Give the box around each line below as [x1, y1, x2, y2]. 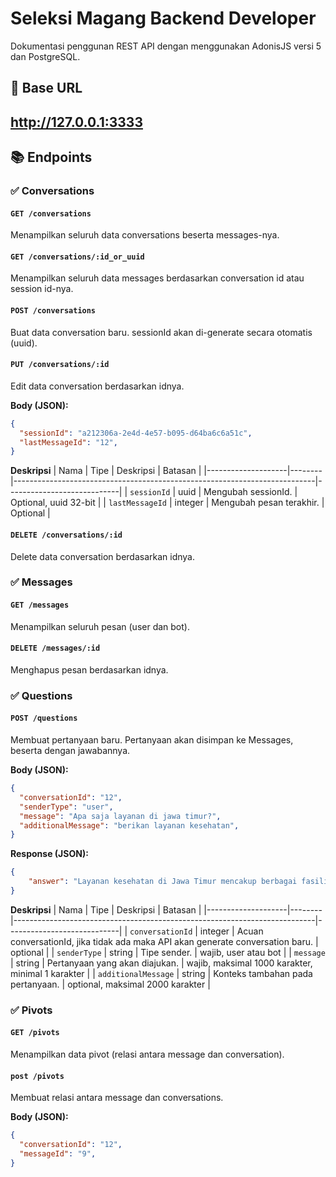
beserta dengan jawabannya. [10, 745, 131, 756]
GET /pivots [10, 1028, 60, 1038]
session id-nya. [10, 283, 74, 295]
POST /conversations [10, 306, 97, 316]
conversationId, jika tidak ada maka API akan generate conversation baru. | [10, 935, 319, 947]
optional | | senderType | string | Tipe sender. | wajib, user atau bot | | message [10, 946, 326, 958]
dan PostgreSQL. [10, 50, 81, 62]
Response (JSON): [10, 848, 89, 860]
